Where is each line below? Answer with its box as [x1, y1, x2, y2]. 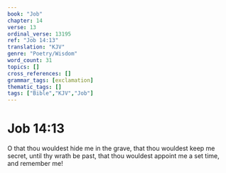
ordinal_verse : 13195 [7, 30, 72, 38]
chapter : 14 [7, 17, 43, 24]
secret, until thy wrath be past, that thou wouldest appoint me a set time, [7, 152, 220, 160]
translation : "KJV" [7, 43, 65, 51]
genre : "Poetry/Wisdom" [7, 51, 78, 58]
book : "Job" [7, 10, 43, 18]
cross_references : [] [7, 70, 72, 77]
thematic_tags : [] [7, 83, 62, 90]
